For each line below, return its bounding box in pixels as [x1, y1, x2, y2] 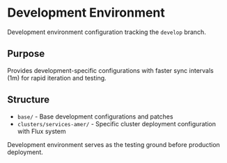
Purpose [7, 48, 45, 60]
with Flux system [17, 127, 66, 135]
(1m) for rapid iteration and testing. [7, 74, 107, 82]
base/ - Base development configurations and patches [17, 112, 173, 121]
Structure [7, 94, 50, 105]
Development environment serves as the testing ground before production [7, 140, 221, 148]
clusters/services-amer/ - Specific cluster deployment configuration [17, 119, 217, 128]
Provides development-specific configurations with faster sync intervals [7, 66, 214, 74]
